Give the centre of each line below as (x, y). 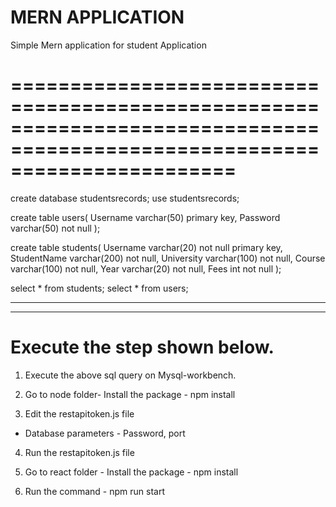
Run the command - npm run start (94, 491)
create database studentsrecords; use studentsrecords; (125, 198)
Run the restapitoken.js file (79, 452)
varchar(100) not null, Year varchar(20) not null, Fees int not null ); (146, 268)
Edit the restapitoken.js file (79, 413)
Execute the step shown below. (142, 347)
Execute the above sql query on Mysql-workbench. (130, 375)
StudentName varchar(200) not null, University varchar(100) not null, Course (168, 258)
